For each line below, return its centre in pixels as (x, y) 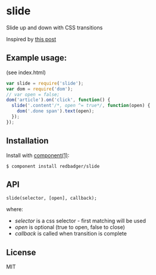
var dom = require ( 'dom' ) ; (40, 89)
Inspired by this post (31, 39)
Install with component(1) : (38, 155)
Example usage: (37, 58)
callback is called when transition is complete (71, 234)
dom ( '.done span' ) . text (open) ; (56, 111)
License (21, 252)
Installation (27, 141)
